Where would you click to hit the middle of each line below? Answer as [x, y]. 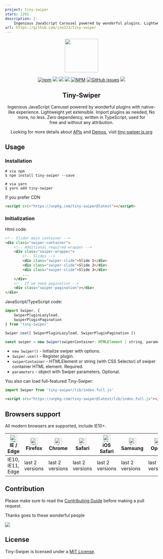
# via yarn [16, 184]
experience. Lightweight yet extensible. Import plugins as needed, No [86, 112]
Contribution [25, 489]
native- [148, 107]
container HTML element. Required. [48, 367]
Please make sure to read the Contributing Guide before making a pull [75, 501]
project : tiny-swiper [27, 9]
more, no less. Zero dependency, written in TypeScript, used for [81, 117]
